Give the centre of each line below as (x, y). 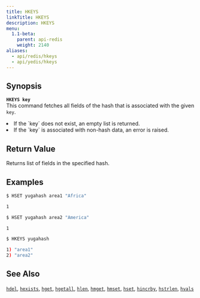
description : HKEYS (30, 23)
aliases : (17, 51)
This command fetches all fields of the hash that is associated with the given (100, 106)
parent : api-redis (40, 39)
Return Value (31, 149)
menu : (13, 28)
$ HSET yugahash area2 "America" (48, 217)
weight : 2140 (33, 45)
